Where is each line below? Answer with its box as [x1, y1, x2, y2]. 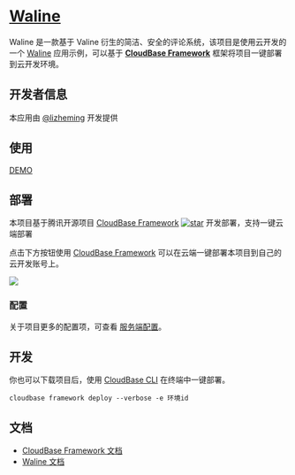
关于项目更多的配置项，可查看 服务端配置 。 [9, 321, 166, 332]
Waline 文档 [21, 456, 64, 467]
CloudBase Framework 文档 [21, 445, 124, 456]
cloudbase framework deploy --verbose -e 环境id [9, 394, 189, 403]
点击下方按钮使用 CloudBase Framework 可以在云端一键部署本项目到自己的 [9, 248, 283, 258]
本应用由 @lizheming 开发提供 [9, 112, 118, 123]
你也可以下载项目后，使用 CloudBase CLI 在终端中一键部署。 [9, 374, 231, 386]
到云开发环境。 [9, 58, 64, 69]
